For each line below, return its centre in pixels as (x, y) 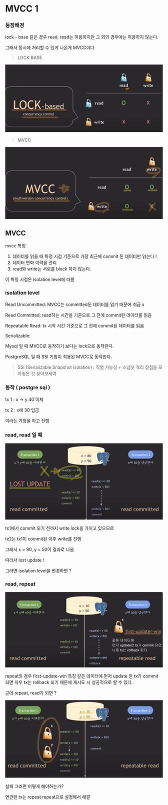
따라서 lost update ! (25, 560)
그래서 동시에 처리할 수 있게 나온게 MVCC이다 (50, 47)
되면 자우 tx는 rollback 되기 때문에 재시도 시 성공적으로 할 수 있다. (69, 682)
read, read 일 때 (24, 434)
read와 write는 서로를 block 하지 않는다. (52, 269)
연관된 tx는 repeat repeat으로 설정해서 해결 (48, 797)
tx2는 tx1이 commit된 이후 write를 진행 (43, 538)
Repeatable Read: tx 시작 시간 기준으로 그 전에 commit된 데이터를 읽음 (75, 325)
